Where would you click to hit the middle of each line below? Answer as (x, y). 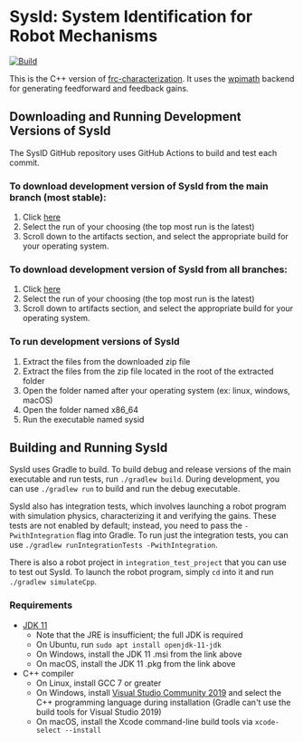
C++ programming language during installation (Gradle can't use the (163, 702)
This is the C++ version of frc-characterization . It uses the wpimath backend (152, 78)
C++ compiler (48, 673)
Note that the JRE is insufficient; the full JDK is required (139, 635)
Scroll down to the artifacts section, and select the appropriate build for (156, 237)
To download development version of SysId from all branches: (148, 269)
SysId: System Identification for (131, 17)
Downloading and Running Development (125, 117)
